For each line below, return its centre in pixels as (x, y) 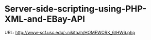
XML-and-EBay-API (45, 19)
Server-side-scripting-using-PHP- (75, 9)
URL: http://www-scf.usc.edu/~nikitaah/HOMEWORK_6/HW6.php (70, 32)
